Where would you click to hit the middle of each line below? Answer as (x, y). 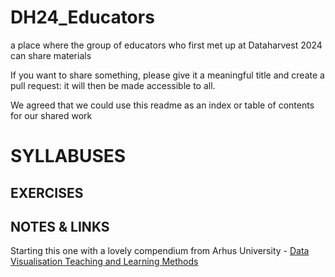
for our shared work (51, 115)
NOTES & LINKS (60, 226)
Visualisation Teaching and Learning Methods (104, 262)
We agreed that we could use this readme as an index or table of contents (162, 105)
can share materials (51, 55)
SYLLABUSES (68, 156)
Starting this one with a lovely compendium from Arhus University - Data (160, 251)
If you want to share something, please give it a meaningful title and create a (167, 75)
